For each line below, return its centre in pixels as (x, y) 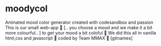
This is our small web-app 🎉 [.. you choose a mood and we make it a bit (79, 27)
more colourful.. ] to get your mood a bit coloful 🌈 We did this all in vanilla (81, 33)
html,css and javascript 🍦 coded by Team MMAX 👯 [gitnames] (69, 38)
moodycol (26, 9)
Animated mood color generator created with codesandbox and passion (79, 22)
